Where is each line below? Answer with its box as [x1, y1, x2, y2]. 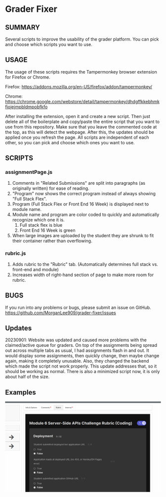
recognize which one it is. [12, 216, 65, 223]
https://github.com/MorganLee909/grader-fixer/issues [5, 310, 116, 316]
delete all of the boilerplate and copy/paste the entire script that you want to [5, 119, 160, 124]
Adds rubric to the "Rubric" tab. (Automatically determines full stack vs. [12, 261, 158, 267]
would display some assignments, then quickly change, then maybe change [5, 353, 160, 359]
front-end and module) [12, 266, 59, 272]
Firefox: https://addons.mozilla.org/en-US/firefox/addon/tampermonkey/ [5, 83, 152, 89]
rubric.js [5, 250, 26, 257]
